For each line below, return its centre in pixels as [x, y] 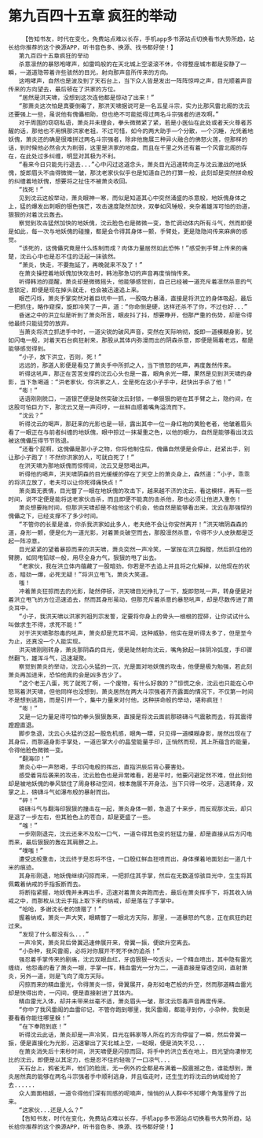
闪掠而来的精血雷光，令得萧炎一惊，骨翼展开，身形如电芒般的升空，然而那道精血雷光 [135, 984]
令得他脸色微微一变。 [37, 750]
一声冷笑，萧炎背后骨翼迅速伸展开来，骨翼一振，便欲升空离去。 [106, 943]
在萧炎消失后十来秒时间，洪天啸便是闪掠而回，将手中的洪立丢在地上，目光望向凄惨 [133, 1051]
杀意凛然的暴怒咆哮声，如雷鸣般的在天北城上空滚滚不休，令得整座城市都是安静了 [130, 64]
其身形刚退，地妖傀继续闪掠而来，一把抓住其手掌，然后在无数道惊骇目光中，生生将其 [135, 876]
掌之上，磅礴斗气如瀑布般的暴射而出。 [61, 792]
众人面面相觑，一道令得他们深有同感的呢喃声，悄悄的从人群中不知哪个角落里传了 [130, 1093]
